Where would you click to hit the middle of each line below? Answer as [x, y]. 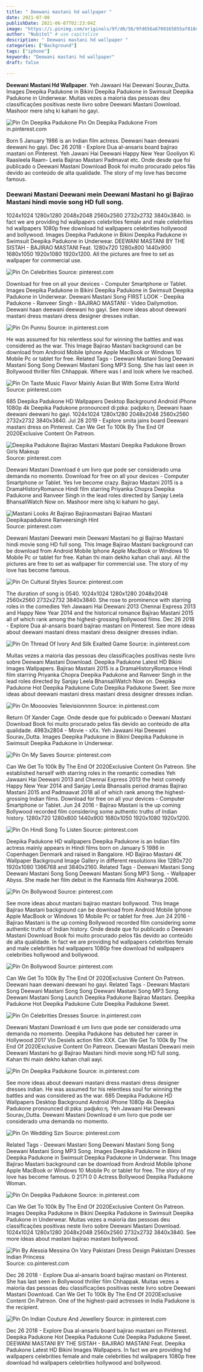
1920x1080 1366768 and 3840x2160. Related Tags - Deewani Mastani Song [100, 867]
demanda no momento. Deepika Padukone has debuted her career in [92, 1034]
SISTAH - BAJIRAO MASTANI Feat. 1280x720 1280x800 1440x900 [89, 247]
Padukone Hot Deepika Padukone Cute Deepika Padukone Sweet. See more [101, 687]
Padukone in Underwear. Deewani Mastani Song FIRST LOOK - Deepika [95, 296]
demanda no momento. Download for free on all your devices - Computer [98, 476]
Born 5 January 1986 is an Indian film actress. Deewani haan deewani [93, 140]
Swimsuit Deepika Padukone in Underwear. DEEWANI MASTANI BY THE [96, 241]
